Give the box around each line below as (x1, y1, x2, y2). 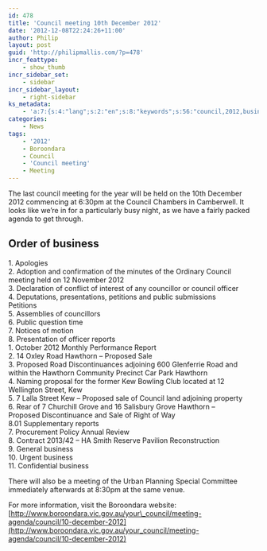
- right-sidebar (22, 93, 77, 101)
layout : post (8, 41, 52, 49)
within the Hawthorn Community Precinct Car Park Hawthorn (8, 367, 208, 378)
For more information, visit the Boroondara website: (8, 500, 177, 510)
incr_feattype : (8, 56, 59, 64)
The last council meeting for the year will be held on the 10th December (8, 188, 242, 198)
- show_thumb (22, 64, 66, 72)
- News (22, 122, 44, 130)
